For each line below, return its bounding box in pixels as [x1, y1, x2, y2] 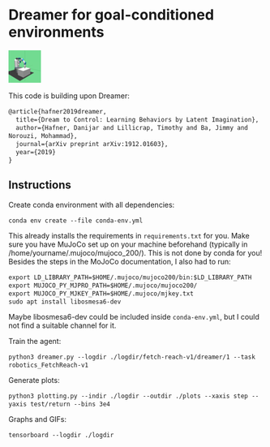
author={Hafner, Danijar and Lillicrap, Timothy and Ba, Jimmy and [15, 123, 249, 131]
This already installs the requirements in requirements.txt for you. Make [8, 230, 250, 240]
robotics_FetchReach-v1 [8, 361, 89, 369]
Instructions [8, 178, 71, 192]
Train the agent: [8, 336, 62, 346]
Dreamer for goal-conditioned [8, 6, 215, 24]
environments [8, 23, 105, 41]
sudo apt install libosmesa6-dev [8, 298, 122, 306]
